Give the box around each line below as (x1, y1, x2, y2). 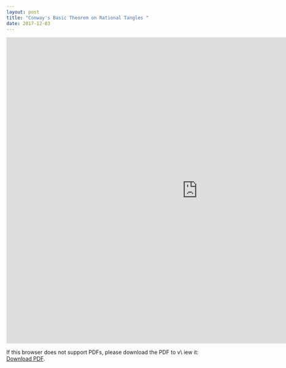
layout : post (6, 9, 40, 15)
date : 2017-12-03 (6, 20, 51, 26)
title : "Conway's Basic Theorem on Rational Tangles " (6, 15, 149, 21)
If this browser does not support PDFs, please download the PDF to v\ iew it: (6, 348, 199, 356)
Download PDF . (6, 355, 46, 362)
